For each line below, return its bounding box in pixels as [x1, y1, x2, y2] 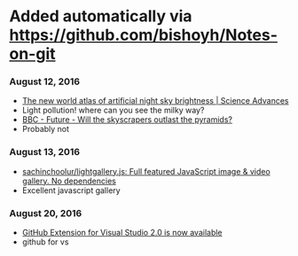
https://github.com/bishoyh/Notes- [9, 25, 278, 45]
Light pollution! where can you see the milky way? [21, 105, 205, 116]
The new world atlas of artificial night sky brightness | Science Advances [21, 96, 289, 106]
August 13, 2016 [9, 146, 81, 159]
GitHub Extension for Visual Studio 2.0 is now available [21, 228, 223, 238]
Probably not [21, 124, 69, 135]
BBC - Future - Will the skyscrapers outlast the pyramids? [21, 114, 233, 125]
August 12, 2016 [9, 75, 81, 88]
